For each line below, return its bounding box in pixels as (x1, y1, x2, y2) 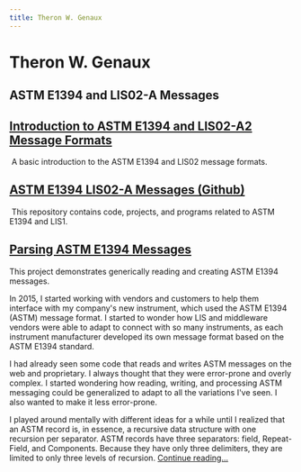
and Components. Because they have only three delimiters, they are (31, 442, 283, 453)
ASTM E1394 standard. (9, 340, 94, 351)
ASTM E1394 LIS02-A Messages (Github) (9, 182, 245, 198)
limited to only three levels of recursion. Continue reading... (9, 452, 229, 463)
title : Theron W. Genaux (9, 13, 102, 23)
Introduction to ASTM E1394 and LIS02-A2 (9, 118, 252, 133)
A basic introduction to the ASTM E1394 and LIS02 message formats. (11, 157, 268, 168)
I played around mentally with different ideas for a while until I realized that (9, 413, 286, 424)
